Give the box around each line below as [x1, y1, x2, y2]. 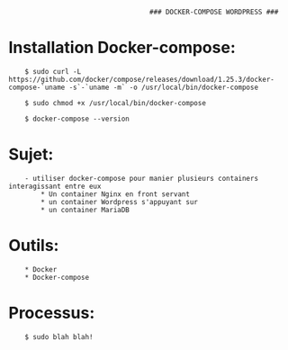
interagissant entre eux [8, 182, 102, 191]
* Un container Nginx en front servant [40, 189, 191, 199]
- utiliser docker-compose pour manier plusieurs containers [24, 174, 258, 183]
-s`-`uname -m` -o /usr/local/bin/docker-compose [68, 83, 258, 92]
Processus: [8, 303, 95, 323]
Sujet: [8, 144, 54, 165]
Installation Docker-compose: [8, 38, 236, 58]
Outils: [8, 236, 59, 256]
